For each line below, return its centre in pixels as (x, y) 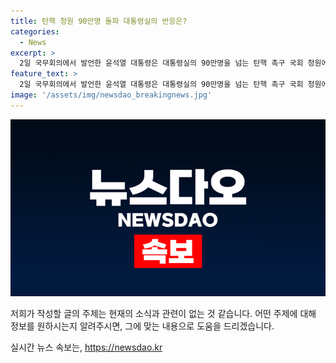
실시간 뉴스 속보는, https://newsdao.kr (86, 347)
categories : (35, 31)
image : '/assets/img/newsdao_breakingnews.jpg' (111, 95)
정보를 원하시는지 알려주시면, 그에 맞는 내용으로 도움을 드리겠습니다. (142, 326)
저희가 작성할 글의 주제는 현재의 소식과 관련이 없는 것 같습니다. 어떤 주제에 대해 (163, 314)
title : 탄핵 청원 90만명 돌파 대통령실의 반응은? (99, 21)
